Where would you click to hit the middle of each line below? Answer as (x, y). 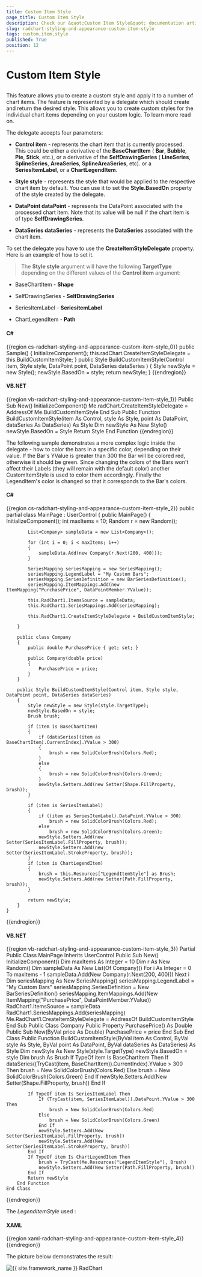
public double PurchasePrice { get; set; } (83, 648)
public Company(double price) (66, 659)
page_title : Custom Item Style (45, 17)
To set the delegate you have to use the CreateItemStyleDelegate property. (100, 248)
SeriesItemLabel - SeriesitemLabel (58, 308)
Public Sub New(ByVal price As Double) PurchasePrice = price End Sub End (100, 1032)
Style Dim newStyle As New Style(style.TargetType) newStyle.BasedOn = (97, 1051)
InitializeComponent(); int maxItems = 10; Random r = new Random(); (92, 521)
